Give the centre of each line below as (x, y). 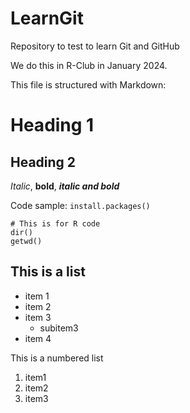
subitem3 (59, 328)
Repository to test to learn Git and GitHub (95, 46)
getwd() (26, 241)
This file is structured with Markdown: (88, 84)
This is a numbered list (57, 358)
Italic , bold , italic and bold (65, 186)
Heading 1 (52, 125)
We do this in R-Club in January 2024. (89, 65)
